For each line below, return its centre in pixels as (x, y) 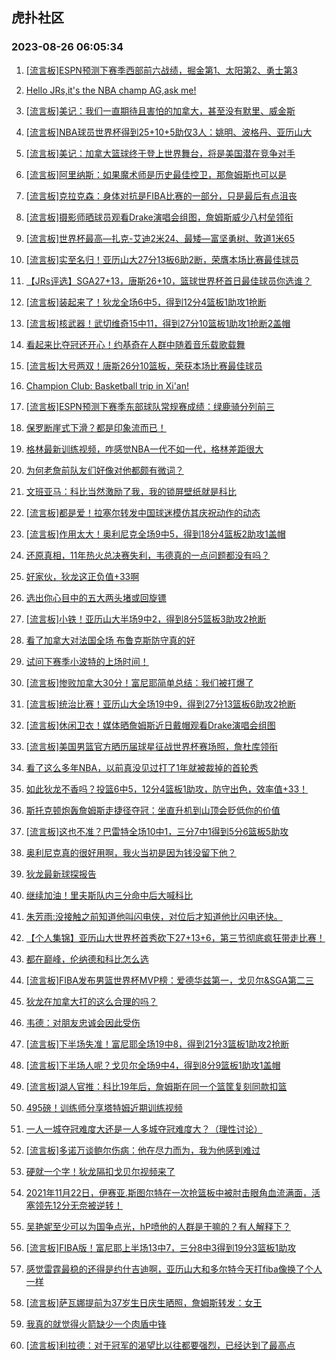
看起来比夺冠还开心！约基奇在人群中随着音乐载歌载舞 (135, 344)
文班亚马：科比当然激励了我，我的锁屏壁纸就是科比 (131, 491)
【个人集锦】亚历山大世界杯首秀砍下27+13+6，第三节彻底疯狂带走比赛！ (175, 937)
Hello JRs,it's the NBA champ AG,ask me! (111, 90)
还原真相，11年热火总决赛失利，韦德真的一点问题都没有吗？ (148, 555)
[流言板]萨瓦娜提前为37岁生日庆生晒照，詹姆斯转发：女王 (144, 1302)
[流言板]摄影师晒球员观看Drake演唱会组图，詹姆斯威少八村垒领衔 (159, 217)
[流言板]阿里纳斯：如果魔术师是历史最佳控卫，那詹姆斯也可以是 (156, 174)
